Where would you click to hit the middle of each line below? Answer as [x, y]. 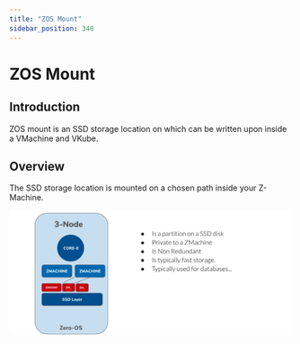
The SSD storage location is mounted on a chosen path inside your [133, 188]
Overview [37, 166]
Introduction [45, 107]
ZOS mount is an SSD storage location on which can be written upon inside [148, 128]
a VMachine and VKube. [54, 138]
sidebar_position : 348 [52, 28]
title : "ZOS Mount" [46, 19]
